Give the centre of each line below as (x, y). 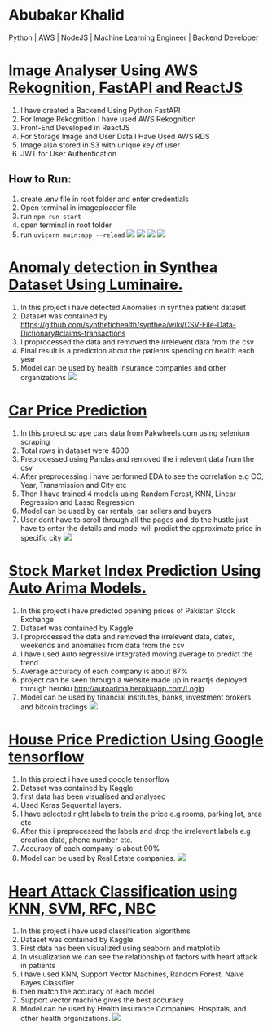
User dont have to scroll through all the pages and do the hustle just (134, 520)
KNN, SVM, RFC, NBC (82, 908)
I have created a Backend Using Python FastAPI (100, 110)
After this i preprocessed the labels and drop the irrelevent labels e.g (135, 831)
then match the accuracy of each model (87, 992)
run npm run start (50, 216)
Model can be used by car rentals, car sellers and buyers (116, 511)
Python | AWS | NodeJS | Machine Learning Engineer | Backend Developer (134, 37)
